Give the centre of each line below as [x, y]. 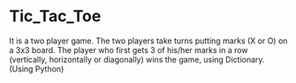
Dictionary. [245, 59]
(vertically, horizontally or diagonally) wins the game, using [116, 59]
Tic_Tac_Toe [55, 16]
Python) [49, 69]
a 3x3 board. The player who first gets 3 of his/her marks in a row [129, 49]
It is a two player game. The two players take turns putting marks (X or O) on [148, 41]
